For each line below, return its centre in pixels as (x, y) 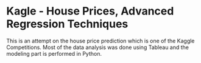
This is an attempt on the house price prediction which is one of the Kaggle (100, 41)
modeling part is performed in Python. (54, 53)
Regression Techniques (67, 24)
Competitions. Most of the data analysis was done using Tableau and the (98, 47)
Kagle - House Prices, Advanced (90, 11)
